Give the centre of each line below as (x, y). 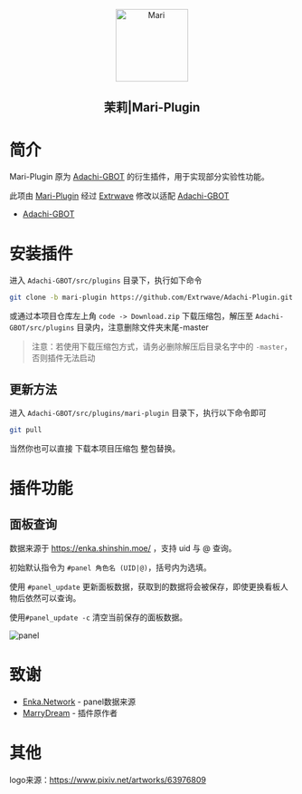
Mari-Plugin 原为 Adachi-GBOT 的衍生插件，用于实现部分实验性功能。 (139, 177)
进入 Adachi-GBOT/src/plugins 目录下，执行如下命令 (106, 280)
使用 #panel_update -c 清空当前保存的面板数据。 (99, 617)
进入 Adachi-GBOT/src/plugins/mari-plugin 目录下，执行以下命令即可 (138, 412)
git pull (26, 430)
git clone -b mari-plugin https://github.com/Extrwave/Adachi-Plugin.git (151, 298)
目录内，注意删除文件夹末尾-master (143, 327)
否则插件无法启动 (63, 358)
